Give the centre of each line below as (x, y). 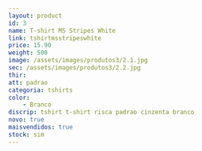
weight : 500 (28, 53)
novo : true (26, 120)
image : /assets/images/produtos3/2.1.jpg (78, 61)
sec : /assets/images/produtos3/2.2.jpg (75, 68)
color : (19, 97)
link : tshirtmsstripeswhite (55, 38)
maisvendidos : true (41, 127)
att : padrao (28, 82)
